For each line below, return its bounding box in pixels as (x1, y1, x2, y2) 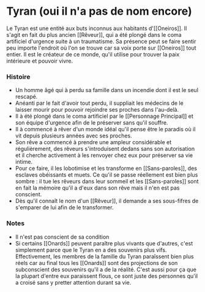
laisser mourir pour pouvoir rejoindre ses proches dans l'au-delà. (15, 106, 179, 113)
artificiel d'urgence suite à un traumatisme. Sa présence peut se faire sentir (6, 37, 196, 45)
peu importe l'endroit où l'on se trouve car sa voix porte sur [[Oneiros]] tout (6, 44, 197, 52)
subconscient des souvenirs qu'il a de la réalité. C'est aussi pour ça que (15, 266, 197, 273)
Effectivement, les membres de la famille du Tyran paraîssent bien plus (15, 253, 194, 260)
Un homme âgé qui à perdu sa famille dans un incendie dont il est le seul (15, 86, 199, 94)
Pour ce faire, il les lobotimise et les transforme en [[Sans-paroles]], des (15, 164, 198, 172)
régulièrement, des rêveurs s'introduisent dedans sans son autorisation (15, 145, 195, 153)
